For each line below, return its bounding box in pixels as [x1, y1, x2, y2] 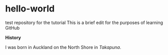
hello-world [5, 3, 55, 14]
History [5, 34, 22, 40]
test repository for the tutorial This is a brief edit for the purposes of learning [5, 19, 163, 25]
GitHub [5, 24, 20, 30]
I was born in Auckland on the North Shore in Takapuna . [5, 44, 121, 50]
